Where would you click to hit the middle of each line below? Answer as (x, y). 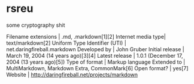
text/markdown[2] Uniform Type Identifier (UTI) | (66, 43)
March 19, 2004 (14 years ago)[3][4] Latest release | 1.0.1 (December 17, (95, 55)
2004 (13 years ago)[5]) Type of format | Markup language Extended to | (96, 62)
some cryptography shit (36, 25)
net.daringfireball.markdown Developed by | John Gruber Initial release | (95, 49)
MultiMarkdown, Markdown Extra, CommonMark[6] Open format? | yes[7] (97, 68)
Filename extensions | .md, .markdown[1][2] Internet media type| (86, 36)
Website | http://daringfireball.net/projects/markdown (72, 74)
